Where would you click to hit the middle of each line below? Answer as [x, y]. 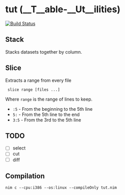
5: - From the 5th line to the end [46, 114]
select [19, 148]
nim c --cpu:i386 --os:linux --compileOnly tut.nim [61, 188]
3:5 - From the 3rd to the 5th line [47, 120]
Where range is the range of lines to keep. [49, 99]
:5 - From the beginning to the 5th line [53, 109]
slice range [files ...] [34, 90]
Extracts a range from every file [38, 80]
